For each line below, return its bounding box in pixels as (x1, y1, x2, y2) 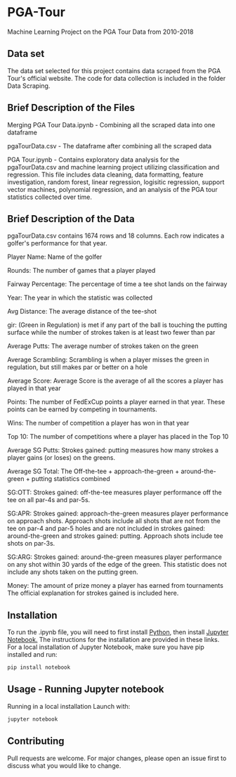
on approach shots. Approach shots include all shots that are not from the (7, 517, 221, 525)
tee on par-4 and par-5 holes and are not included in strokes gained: (7, 525, 206, 533)
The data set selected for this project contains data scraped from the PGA (7, 66, 221, 75)
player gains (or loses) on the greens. (7, 454, 116, 462)
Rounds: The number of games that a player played (7, 267, 156, 275)
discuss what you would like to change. (7, 761, 122, 770)
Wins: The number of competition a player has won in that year (7, 419, 190, 428)
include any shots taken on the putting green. (7, 567, 138, 577)
